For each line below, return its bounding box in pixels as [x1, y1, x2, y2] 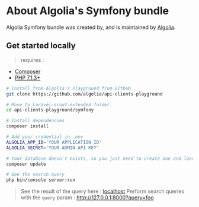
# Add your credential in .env [6, 134, 84, 140]
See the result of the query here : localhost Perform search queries [20, 188, 185, 195]
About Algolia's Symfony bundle [6, 4, 169, 18]
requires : [20, 56, 44, 63]
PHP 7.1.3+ [14, 74, 41, 81]
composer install [6, 123, 49, 129]
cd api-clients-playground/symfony [6, 107, 94, 113]
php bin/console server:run [6, 177, 76, 183]
